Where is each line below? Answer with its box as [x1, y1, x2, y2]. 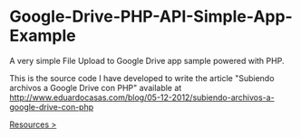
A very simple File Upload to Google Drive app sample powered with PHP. [9, 55, 285, 66]
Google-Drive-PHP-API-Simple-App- [9, 6, 293, 27]
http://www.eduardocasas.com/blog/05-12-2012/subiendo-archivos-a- [9, 92, 275, 103]
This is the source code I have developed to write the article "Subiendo [9, 72, 275, 83]
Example [9, 25, 76, 46]
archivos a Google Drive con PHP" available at [9, 82, 182, 93]
